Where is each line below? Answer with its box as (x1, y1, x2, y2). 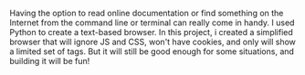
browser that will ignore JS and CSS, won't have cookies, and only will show (9, 36, 297, 47)
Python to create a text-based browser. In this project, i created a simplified (9, 27, 294, 37)
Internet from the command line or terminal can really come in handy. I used (9, 17, 295, 28)
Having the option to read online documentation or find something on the (9, 8, 284, 18)
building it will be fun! (9, 56, 90, 66)
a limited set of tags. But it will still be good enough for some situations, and (9, 46, 295, 57)
